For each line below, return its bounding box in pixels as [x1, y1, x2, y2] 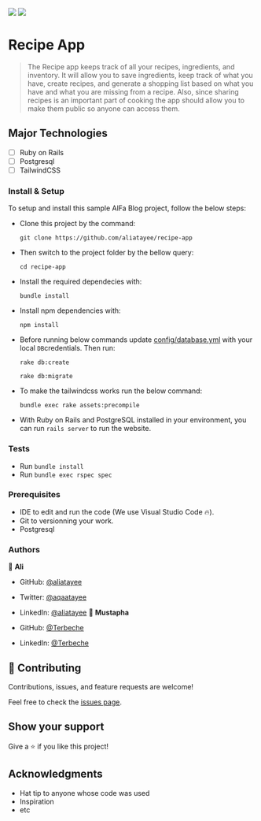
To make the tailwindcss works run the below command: [19, 386, 203, 396]
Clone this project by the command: [19, 219, 136, 228]
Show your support [8, 720, 105, 734]
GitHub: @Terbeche [19, 623, 84, 633]
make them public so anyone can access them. [27, 103, 181, 113]
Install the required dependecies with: [19, 277, 142, 287]
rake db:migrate [19, 373, 73, 381]
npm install [19, 321, 59, 329]
